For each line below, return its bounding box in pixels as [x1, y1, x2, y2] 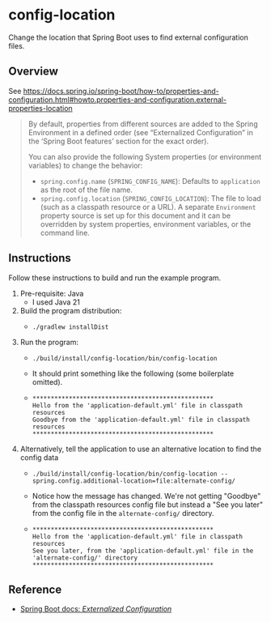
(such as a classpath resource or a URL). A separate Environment [40, 202, 256, 211]
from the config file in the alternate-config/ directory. [32, 508, 214, 518]
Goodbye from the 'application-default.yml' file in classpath [32, 415, 251, 424]
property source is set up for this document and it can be [40, 211, 231, 220]
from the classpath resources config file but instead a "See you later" [32, 500, 264, 509]
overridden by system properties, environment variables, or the [40, 219, 252, 228]
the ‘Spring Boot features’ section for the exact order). [28, 136, 209, 146]
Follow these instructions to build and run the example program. [8, 273, 222, 283]
